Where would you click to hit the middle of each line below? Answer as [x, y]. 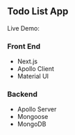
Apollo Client [35, 69]
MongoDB [32, 124]
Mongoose [33, 117]
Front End [24, 46]
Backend [23, 95]
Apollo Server [37, 109]
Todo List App [38, 11]
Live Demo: [23, 28]
